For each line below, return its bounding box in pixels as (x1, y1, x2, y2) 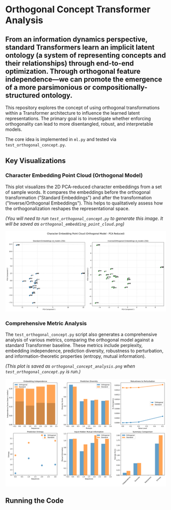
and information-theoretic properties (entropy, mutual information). (5, 353, 146, 359)
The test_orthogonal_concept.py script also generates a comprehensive (5, 331, 157, 337)
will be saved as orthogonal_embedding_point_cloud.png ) (5, 220, 125, 227)
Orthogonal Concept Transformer (5, 4, 151, 15)
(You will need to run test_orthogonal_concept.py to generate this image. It (5, 215, 163, 221)
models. (5, 127, 22, 132)
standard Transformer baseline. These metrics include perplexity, (5, 342, 143, 348)
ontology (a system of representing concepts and (5, 51, 166, 59)
